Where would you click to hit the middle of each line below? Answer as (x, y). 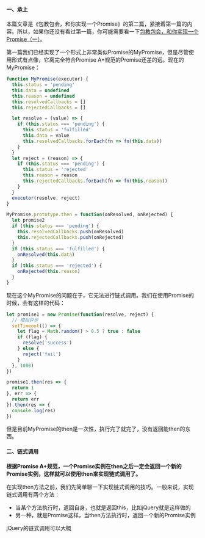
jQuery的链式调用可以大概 (39, 528)
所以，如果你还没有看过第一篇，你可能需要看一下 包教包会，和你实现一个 (108, 32)
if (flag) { (32, 337)
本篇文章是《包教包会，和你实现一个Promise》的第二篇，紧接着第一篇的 (97, 24)
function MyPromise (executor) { (47, 79)
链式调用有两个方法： (33, 494)
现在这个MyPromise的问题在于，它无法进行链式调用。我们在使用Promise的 (100, 295)
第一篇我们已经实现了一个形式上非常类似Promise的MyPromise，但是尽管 (98, 53)
